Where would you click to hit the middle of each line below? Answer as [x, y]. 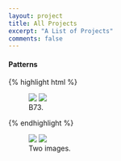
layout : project [35, 16]
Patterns [23, 64]
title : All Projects [43, 23]
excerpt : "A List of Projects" [61, 31]
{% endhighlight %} [41, 123]
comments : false [35, 38]
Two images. [50, 148]
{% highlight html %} [43, 83]
